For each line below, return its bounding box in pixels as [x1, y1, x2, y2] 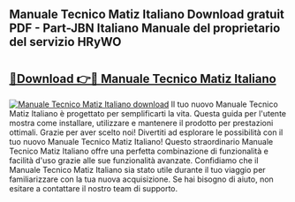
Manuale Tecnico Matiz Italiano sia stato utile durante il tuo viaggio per [9, 165, 267, 175]
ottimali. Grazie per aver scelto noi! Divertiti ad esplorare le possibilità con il [9, 127, 284, 138]
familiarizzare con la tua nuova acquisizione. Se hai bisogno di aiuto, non [9, 174, 274, 184]
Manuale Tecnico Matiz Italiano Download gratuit [9, 7, 285, 22]
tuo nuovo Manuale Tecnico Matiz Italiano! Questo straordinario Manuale [9, 137, 274, 146]
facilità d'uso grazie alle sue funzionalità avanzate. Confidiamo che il [9, 155, 259, 166]
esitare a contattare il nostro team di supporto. [9, 183, 178, 193]
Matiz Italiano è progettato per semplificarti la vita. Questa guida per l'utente [9, 108, 287, 118]
